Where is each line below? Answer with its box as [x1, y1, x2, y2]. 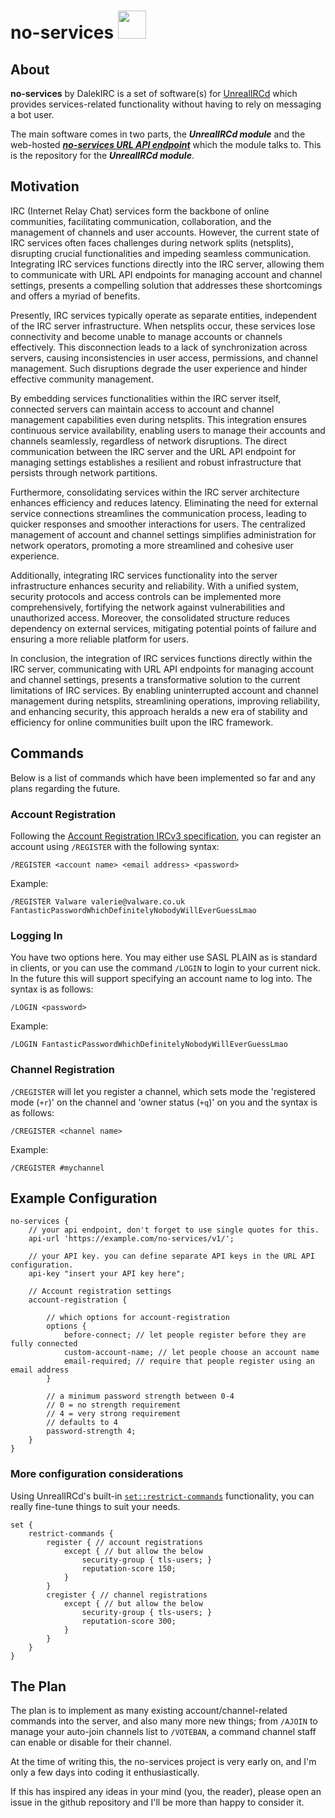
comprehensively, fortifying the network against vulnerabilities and [10, 601, 285, 613]
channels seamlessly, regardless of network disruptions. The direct [10, 435, 287, 447]
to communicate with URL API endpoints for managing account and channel [10, 268, 323, 280]
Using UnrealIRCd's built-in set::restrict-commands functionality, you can [10, 1490, 315, 1502]
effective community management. [10, 373, 155, 385]
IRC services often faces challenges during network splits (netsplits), [10, 236, 294, 249]
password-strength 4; [46, 1426, 137, 1437]
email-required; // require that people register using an [63, 1356, 315, 1367]
